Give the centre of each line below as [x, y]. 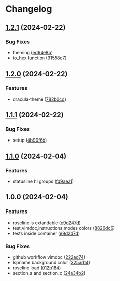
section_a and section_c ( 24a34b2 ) [49, 273]
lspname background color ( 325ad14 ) [51, 262]
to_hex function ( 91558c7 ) [39, 58]
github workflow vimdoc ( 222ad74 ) [49, 257]
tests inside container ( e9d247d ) [46, 233]
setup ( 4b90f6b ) [30, 140]
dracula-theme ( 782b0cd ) [39, 99]
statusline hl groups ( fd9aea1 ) [43, 181]
